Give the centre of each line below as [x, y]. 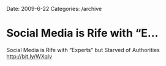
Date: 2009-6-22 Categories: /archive [54, 9]
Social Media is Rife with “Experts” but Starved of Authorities [83, 50]
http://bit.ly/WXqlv [29, 56]
